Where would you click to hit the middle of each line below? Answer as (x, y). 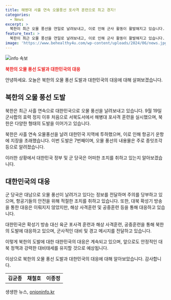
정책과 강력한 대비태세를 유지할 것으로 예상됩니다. (59, 248)
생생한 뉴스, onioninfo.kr (30, 292)
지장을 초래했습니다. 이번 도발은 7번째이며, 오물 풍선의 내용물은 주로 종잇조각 (87, 140)
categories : (18, 15)
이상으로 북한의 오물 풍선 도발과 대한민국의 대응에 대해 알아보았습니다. (75, 259)
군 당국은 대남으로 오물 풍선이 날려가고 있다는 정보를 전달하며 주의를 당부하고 (81, 195)
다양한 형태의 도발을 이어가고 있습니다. (53, 123)
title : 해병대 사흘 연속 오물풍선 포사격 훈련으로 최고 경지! (61, 10)
